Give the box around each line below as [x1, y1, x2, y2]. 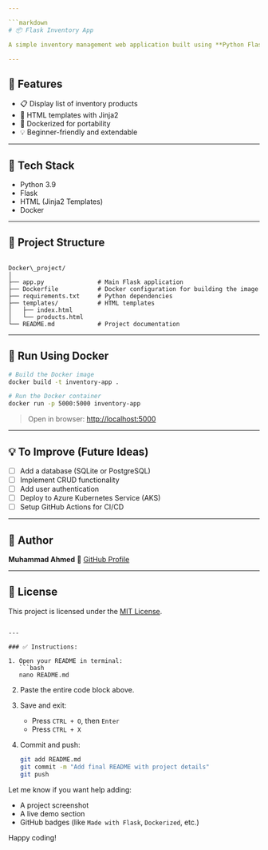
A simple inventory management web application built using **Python [8, 41, 245, 49]
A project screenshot [19, 800, 89, 810]
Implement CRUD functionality [19, 475, 120, 485]
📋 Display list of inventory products [19, 99, 138, 109]
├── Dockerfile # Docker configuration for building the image [8, 285, 259, 293]
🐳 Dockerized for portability [19, 119, 111, 129]
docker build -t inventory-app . [8, 377, 120, 386]
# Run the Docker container [8, 393, 102, 401]
